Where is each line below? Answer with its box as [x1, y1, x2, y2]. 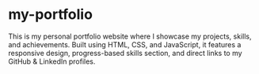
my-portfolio [8, 6, 93, 24]
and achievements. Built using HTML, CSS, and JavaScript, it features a [8, 39, 242, 49]
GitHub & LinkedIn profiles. [8, 57, 96, 66]
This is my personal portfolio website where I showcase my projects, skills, [8, 31, 252, 41]
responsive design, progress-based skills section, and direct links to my [8, 48, 243, 57]
